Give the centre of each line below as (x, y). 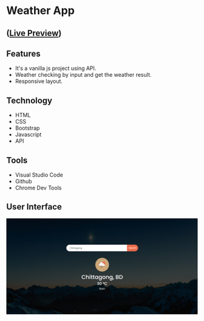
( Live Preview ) (34, 33)
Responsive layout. (39, 81)
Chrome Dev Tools (38, 188)
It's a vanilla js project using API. (56, 68)
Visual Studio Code (39, 175)
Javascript (28, 135)
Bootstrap (27, 128)
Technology (29, 100)
